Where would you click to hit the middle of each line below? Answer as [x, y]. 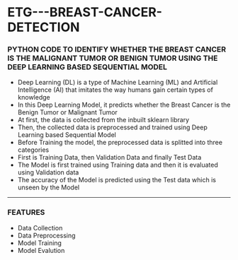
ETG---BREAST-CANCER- [85, 12]
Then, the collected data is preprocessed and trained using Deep [112, 127]
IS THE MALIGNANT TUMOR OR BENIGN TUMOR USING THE [113, 59]
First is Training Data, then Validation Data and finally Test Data [109, 158]
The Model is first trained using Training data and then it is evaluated [118, 165]
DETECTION [44, 27]
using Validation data [48, 172]
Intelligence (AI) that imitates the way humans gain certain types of [115, 90]
